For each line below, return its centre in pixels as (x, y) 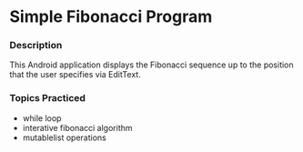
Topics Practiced (48, 98)
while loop (42, 118)
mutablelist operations (64, 137)
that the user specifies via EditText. (75, 75)
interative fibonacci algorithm (78, 127)
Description (36, 46)
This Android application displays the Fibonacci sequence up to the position (151, 65)
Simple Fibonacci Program (111, 17)
